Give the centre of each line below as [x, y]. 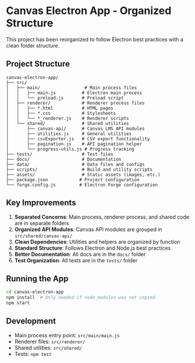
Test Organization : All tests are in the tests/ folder [76, 260]
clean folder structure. [33, 46]
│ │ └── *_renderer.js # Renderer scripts [68, 118]
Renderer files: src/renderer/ [50, 341]
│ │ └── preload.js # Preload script [65, 98]
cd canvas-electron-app [35, 292]
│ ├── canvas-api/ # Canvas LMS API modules [75, 129]
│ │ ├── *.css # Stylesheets [61, 113]
